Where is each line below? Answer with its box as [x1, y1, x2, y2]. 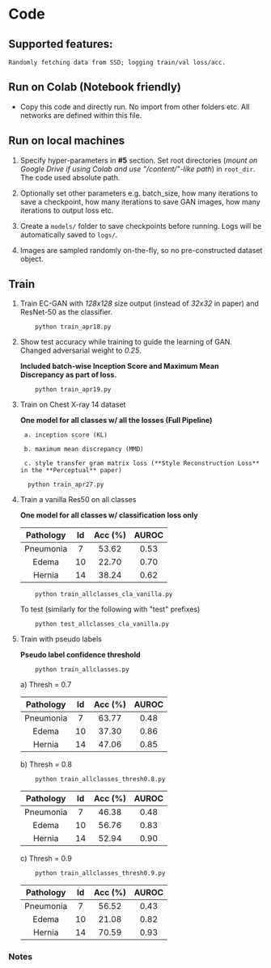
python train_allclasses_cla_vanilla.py [35, 590, 173, 598]
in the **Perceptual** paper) [19, 467, 123, 475]
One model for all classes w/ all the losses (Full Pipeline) [19, 416, 213, 425]
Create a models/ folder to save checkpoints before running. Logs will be [19, 221, 262, 230]
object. [19, 254, 44, 264]
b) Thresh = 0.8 [19, 759, 73, 769]
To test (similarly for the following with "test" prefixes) [19, 604, 201, 615]
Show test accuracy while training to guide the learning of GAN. [19, 337, 233, 347]
